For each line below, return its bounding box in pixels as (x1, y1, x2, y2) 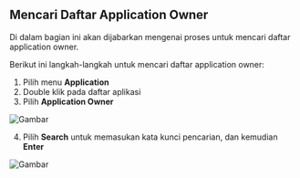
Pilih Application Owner (22, 96, 114, 107)
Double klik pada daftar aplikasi (22, 86, 141, 97)
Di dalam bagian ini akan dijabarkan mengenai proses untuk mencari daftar (9, 31, 291, 42)
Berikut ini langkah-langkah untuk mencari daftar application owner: (9, 58, 264, 69)
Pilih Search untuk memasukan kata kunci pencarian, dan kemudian (22, 131, 278, 142)
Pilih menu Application (22, 77, 109, 88)
